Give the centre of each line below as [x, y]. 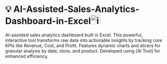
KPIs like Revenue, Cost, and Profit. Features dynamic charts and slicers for [83, 45]
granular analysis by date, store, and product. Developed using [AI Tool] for [83, 50]
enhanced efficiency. [27, 56]
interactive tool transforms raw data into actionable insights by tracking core [84, 40]
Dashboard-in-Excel [48, 21]
